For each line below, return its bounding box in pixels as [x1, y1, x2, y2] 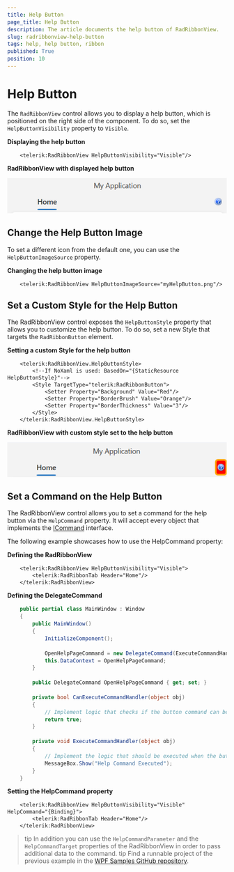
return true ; [44, 716, 82, 723]
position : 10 [7, 56, 45, 63]
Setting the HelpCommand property [7, 787, 114, 795]
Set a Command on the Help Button [7, 491, 162, 503]
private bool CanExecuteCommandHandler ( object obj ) [32, 694, 186, 701]
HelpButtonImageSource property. [7, 253, 101, 261]
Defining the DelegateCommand [7, 591, 102, 600]
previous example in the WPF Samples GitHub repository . [24, 857, 189, 865]
